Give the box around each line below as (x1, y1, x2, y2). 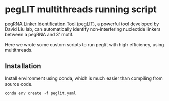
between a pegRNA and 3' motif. (5, 31, 74, 37)
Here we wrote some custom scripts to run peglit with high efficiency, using (5, 41, 164, 47)
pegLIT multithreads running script (5, 4, 157, 15)
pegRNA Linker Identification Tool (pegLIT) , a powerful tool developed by (5, 21, 159, 27)
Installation (5, 62, 41, 70)
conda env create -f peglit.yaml (5, 91, 76, 96)
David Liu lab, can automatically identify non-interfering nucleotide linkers (5, 26, 161, 32)
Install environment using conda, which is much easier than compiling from (5, 75, 163, 82)
